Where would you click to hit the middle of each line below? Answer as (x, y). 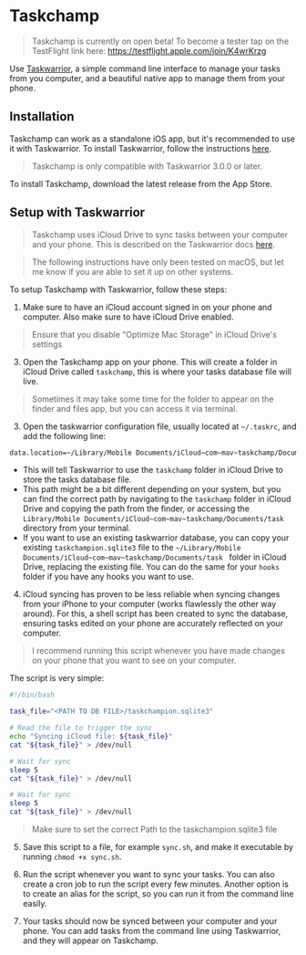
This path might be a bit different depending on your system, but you (152, 489)
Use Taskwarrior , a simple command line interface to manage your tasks (145, 68)
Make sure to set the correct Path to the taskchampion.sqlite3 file (154, 829)
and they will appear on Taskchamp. (91, 940)
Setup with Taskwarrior (77, 212)
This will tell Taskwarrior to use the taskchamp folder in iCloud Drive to (153, 470)
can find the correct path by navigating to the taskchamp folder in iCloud (157, 499)
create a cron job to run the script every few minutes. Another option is (156, 884)
